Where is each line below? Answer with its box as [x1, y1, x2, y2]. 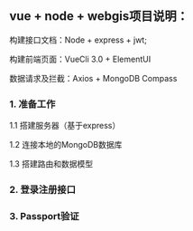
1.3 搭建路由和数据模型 [9, 159, 93, 169]
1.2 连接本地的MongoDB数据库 [9, 140, 123, 150]
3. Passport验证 [9, 209, 79, 222]
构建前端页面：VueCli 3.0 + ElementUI [9, 53, 152, 64]
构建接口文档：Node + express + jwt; [9, 34, 147, 45]
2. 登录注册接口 [9, 184, 77, 197]
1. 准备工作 [9, 98, 56, 111]
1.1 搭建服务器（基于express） [9, 120, 121, 131]
